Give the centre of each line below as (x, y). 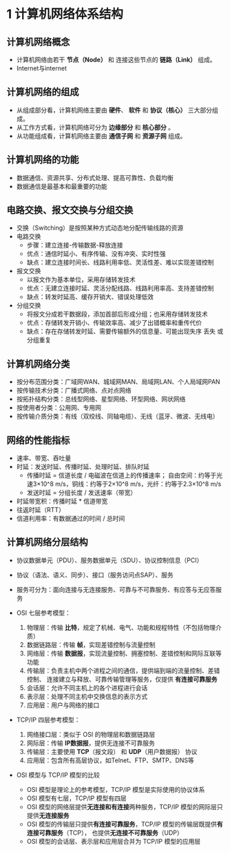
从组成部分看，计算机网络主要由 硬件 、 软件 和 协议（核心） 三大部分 (114, 110)
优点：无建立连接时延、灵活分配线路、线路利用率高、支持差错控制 (120, 288)
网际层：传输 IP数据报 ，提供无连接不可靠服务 (91, 743)
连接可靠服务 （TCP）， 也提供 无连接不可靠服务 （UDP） (105, 833)
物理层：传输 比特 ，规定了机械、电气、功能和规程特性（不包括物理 (121, 627)
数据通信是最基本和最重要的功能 (62, 186)
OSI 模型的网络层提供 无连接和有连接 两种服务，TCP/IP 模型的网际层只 (125, 806)
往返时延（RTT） (40, 510)
